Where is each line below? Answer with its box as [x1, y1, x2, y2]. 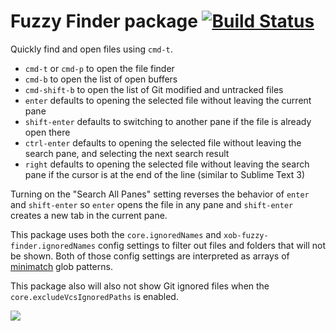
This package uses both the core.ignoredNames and [10, 228, 222, 240]
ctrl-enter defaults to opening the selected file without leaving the [24, 136, 302, 149]
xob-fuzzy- [223, 230, 269, 240]
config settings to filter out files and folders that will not [97, 239, 326, 251]
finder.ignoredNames [10, 241, 97, 251]
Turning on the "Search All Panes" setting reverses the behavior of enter [10, 188, 310, 200]
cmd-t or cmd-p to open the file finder [24, 62, 175, 74]
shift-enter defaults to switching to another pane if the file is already [24, 115, 312, 127]
